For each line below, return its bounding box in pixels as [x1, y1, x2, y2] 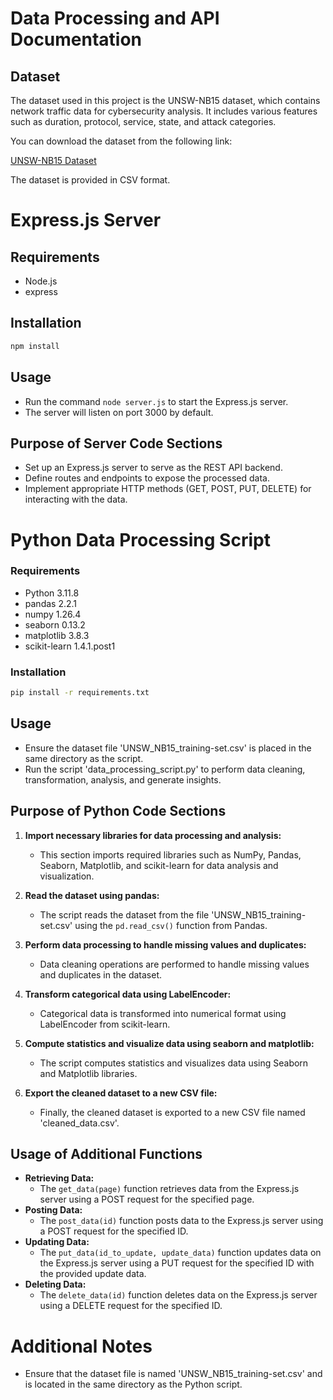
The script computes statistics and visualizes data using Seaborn [39, 1057, 309, 1069]
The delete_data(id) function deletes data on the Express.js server [39, 1289, 318, 1301]
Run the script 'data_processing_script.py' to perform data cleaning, [24, 763, 306, 775]
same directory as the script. [24, 752, 144, 764]
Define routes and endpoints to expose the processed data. [24, 472, 270, 484]
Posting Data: [24, 1204, 83, 1216]
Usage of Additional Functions [10, 1145, 203, 1162]
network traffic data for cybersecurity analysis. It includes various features [10, 105, 318, 117]
